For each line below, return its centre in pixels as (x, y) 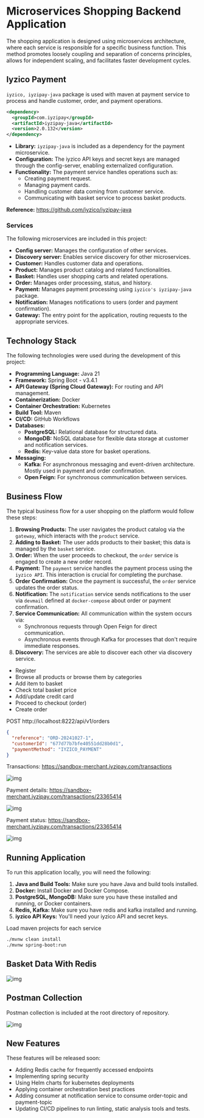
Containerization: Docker (47, 399)
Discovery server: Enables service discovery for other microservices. (103, 257)
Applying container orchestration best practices (75, 1089)
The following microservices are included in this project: (77, 239)
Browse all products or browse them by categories (78, 677)
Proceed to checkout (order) (51, 703)
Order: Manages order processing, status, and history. (83, 283)
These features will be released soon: (53, 1058)
